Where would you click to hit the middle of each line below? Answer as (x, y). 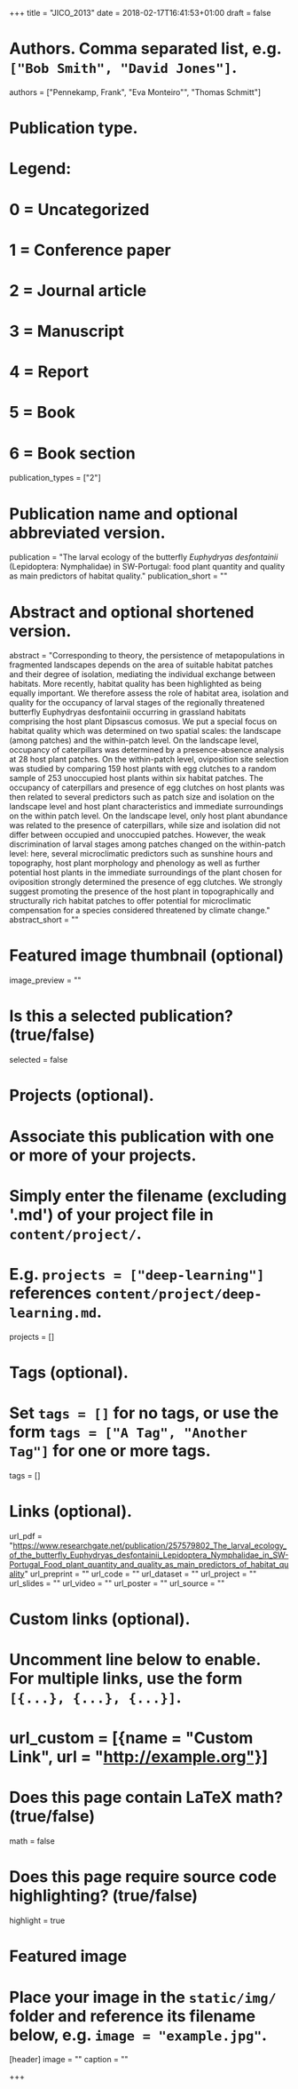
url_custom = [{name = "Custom (131, 1738)
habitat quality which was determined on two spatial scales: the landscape (145, 731)
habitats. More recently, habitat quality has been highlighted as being (135, 684)
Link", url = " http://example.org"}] (139, 1757)
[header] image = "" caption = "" (69, 2060)
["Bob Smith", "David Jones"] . (123, 68)
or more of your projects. (103, 1155)
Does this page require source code (143, 1877)
